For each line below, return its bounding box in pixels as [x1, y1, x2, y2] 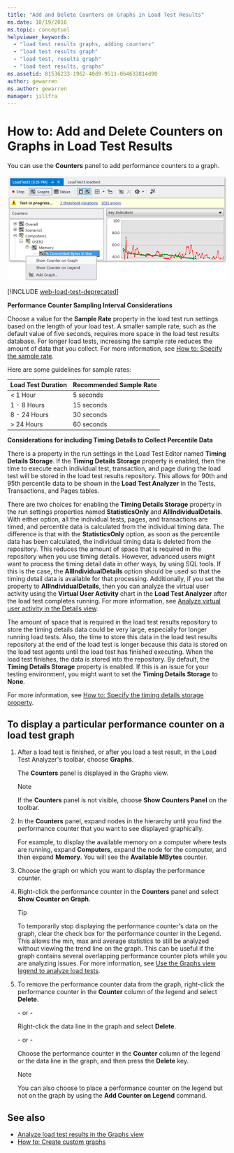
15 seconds [73, 400, 108, 409]
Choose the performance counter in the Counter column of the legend [17, 1049, 221, 1058]
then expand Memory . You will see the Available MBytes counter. [17, 853, 208, 861]
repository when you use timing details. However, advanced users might [7, 552, 215, 560]
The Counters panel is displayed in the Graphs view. [17, 769, 169, 777]
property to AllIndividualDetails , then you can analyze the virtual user [7, 582, 210, 590]
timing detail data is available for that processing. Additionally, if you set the [7, 574, 225, 582]
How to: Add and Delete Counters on [7, 123, 224, 139]
